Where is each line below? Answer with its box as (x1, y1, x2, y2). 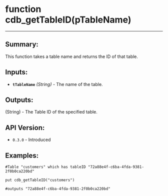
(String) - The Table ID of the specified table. (5, 109, 97, 115)
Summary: (5, 40, 38, 48)
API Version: (5, 123, 45, 132)
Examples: (5, 151, 39, 159)
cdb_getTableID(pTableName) (5, 14, 131, 25)
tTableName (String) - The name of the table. (12, 81, 103, 87)
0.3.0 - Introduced (12, 136, 51, 143)
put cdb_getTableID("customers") (5, 177, 75, 182)
